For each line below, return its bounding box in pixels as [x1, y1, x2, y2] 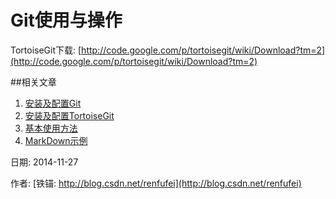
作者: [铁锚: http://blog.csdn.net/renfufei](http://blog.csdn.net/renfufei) [10, 177, 302, 189]
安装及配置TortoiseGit [24, 109, 115, 121]
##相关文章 [10, 76, 57, 88]
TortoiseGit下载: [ [10, 44, 82, 56]
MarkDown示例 [24, 134, 88, 146]
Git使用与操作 [10, 9, 123, 32]
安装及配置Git [24, 97, 82, 109]
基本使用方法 [24, 122, 78, 134]
